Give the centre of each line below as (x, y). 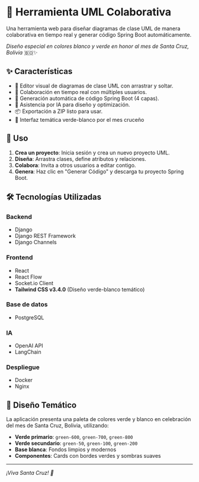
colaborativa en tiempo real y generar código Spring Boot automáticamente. (99, 34)
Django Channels (36, 242)
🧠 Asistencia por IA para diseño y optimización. (72, 104)
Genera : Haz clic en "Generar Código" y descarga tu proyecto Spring (99, 172)
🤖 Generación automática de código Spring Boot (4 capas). (87, 98)
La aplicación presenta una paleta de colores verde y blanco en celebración (99, 419)
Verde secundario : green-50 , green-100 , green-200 (76, 444)
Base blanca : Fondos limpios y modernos (65, 449)
